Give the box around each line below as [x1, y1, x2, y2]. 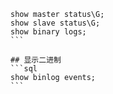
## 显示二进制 [10, 55, 62, 65]
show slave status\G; [10, 18, 101, 28]
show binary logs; [10, 27, 87, 37]
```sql [10, 64, 38, 74]
